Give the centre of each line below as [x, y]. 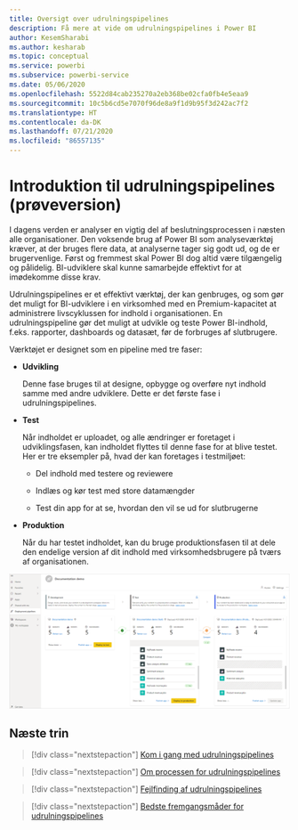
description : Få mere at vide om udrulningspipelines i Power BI [133, 28]
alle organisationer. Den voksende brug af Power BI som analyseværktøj [141, 239]
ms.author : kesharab [48, 47]
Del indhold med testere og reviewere [104, 473]
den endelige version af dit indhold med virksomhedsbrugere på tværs [152, 551]
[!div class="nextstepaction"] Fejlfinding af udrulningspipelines [146, 789]
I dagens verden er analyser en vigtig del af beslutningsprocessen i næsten [147, 229]
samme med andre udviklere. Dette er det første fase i [121, 393]
